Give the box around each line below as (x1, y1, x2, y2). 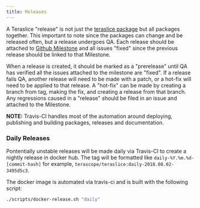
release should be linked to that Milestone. (6, 50, 111, 58)
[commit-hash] (6, 161, 42, 167)
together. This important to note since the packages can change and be (6, 31, 183, 39)
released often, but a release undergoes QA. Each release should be (6, 38, 175, 45)
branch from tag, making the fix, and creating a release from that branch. (6, 88, 187, 95)
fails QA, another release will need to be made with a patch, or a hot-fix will (6, 75, 192, 82)
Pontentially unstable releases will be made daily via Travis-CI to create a (6, 147, 187, 154)
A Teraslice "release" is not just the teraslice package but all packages (6, 25, 180, 32)
